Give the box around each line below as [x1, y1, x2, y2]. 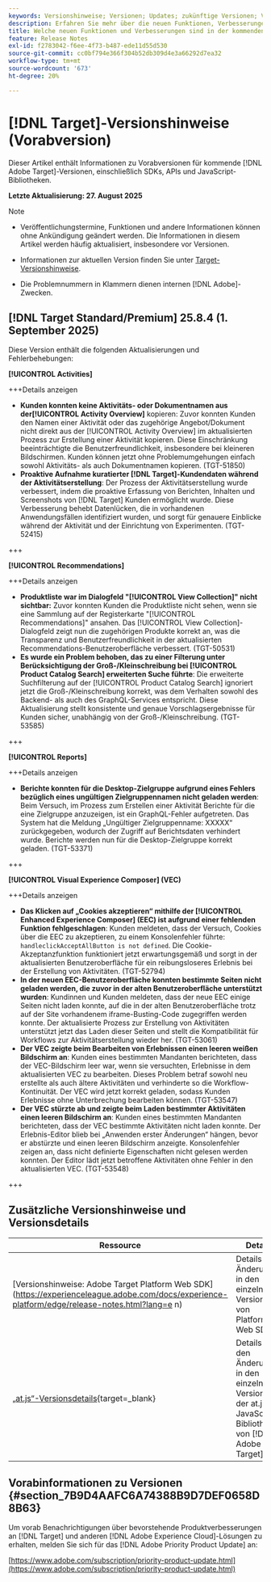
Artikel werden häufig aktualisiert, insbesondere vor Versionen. [19, 239, 230, 249]
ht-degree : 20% [8, 72, 60, 80]
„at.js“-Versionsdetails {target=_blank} [12, 1393, 156, 1404]
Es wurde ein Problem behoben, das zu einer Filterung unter [19, 652, 226, 662]
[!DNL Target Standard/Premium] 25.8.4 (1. [8, 310, 228, 324]
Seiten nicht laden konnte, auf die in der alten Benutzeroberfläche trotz [19, 1001, 256, 1010]
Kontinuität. [19, 1086, 59, 1096]
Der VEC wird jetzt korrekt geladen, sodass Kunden [60, 1086, 231, 1096]
